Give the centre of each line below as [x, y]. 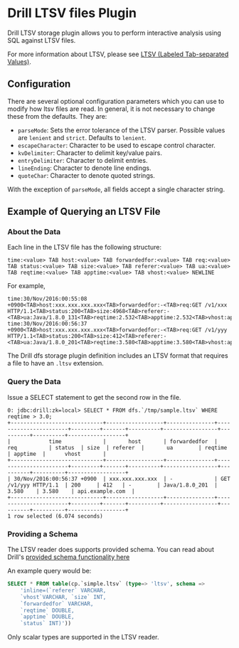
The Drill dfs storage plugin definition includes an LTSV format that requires [118, 356]
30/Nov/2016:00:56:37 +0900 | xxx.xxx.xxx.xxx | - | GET [122, 479]
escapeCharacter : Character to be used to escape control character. [116, 145]
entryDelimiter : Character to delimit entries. [83, 160]
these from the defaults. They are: [57, 116]
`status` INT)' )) [46, 624]
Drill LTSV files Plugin [72, 13]
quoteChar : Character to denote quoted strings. [86, 175]
